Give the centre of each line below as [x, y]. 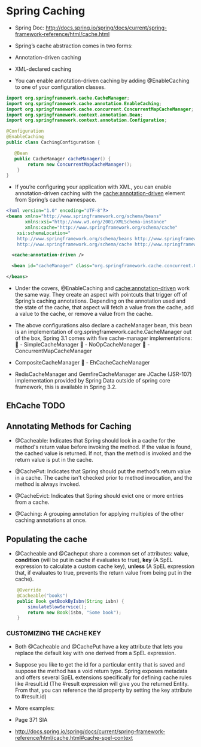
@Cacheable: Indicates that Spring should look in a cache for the [95, 441]
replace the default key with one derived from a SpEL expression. [95, 653]
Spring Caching [46, 11]
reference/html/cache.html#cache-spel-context [74, 737]
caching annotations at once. [51, 520]
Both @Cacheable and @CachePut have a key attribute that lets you [99, 646]
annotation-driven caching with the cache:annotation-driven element [100, 193]
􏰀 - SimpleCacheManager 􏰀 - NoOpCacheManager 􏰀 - [82, 345]
